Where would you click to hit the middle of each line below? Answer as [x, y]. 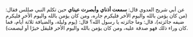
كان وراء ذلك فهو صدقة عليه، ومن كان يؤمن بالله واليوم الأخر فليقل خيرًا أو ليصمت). [97, 28]
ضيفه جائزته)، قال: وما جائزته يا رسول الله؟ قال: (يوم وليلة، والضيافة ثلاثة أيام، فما [95, 22]
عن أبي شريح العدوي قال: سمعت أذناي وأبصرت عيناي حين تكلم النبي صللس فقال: [95, 10]
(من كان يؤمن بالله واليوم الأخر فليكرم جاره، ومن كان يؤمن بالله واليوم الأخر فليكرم [96, 16]
